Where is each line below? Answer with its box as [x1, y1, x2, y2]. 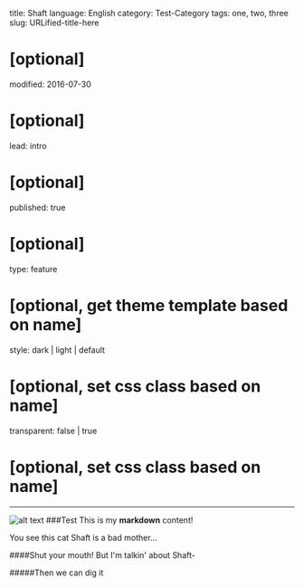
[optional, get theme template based [9, 295, 289, 316]
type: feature [9, 263, 58, 274]
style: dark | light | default [9, 344, 106, 355]
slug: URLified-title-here [9, 17, 100, 28]
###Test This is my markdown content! [45, 515, 194, 525]
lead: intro [9, 140, 47, 151]
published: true [9, 202, 66, 213]
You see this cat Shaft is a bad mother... [9, 532, 157, 543]
